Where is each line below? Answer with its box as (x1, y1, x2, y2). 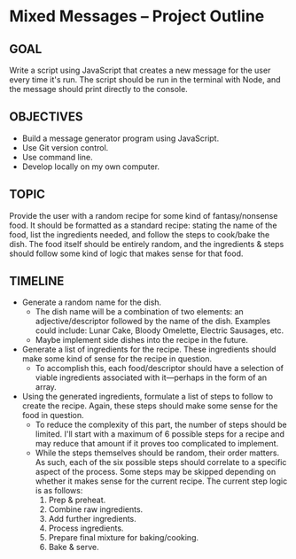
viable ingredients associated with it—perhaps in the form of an (35, 372, 268, 383)
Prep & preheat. (48, 494, 106, 506)
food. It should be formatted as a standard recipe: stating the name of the (9, 220, 277, 230)
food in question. (21, 410, 84, 421)
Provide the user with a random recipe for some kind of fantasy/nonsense (9, 210, 278, 221)
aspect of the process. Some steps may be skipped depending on (35, 467, 277, 477)
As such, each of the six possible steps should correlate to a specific (35, 457, 287, 468)
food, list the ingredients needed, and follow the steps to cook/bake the (9, 229, 270, 240)
